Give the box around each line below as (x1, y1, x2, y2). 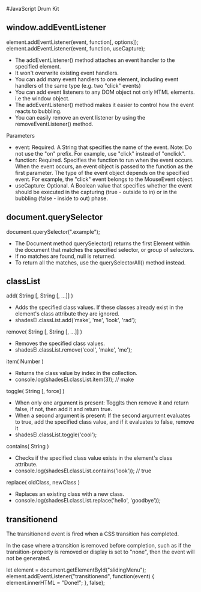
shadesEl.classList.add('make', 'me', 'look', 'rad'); (14, 317, 137, 324)
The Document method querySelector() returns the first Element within (14, 240, 190, 247)
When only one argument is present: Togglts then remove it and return (14, 399, 189, 406)
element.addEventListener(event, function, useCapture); (6, 44, 145, 52)
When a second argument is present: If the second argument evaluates (14, 412, 191, 420)
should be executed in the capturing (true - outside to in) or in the (14, 188, 178, 195)
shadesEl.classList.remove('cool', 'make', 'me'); (14, 346, 132, 353)
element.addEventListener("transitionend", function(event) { (6, 573, 155, 580)
